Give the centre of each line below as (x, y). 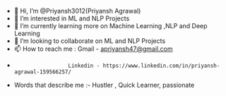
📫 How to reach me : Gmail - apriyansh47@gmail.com (93, 49)
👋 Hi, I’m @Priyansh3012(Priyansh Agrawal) (77, 11)
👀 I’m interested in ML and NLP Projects (72, 18)
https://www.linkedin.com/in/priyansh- (161, 66)
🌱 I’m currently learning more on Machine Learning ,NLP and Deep (111, 26)
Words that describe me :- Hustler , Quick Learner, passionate (104, 85)
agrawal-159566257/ (43, 72)
